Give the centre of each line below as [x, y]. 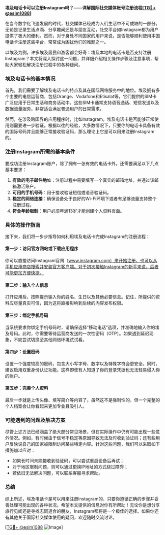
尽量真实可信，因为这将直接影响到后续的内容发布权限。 [69, 303]
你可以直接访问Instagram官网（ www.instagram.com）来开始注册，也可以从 [81, 261]
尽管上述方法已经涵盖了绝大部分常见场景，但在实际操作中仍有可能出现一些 [80, 432]
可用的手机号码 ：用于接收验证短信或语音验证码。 [62, 192]
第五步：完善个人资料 [27, 388]
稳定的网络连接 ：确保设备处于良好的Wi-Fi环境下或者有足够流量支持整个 [84, 199]
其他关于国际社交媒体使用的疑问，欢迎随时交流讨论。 [63, 517]
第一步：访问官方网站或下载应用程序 [42, 249]
